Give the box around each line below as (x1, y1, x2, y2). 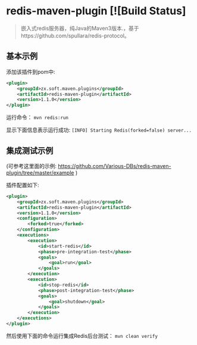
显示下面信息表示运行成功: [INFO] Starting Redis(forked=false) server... (6, 126, 192, 133)
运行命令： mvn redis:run (6, 114, 69, 121)
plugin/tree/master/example (6, 169, 74, 176)
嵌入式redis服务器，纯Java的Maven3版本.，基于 (20, 24, 139, 32)
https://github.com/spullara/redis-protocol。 (20, 32, 130, 39)
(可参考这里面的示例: (6, 162, 57, 169)
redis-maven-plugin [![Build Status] (6, 4, 186, 18)
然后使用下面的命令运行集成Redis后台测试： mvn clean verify (6, 332, 158, 339)
